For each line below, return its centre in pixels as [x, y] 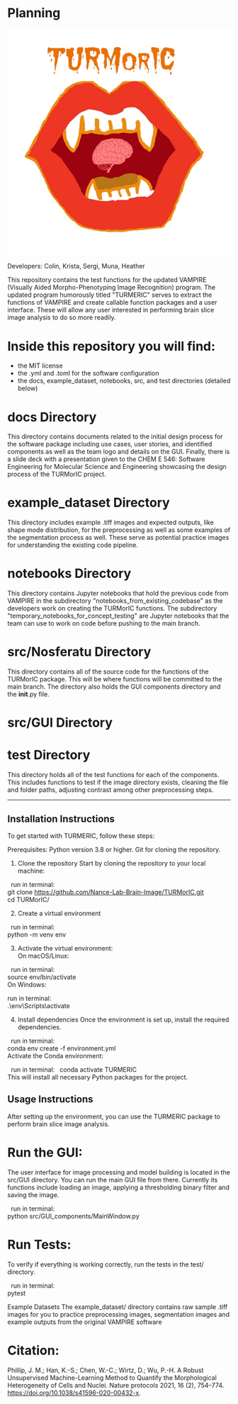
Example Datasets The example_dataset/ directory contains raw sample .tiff [118, 1307]
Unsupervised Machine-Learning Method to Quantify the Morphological [112, 1377]
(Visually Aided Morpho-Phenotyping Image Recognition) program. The [112, 288]
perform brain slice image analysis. [58, 1123]
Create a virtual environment [59, 913]
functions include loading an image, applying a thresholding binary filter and [119, 1187]
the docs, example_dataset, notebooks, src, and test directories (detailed [124, 381]
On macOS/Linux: [43, 956]
